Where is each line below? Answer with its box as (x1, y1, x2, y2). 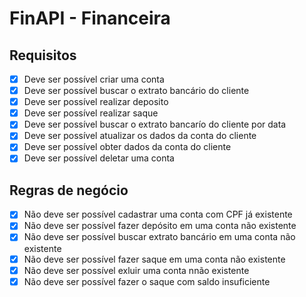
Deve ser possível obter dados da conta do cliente (23, 141, 232, 153)
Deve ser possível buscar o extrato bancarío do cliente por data (23, 118, 287, 131)
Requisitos (9, 47, 77, 64)
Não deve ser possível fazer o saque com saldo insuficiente (23, 275, 271, 287)
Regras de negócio (9, 182, 129, 199)
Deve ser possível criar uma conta (23, 73, 165, 85)
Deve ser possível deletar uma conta (23, 152, 175, 164)
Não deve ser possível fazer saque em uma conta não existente (23, 253, 286, 265)
